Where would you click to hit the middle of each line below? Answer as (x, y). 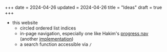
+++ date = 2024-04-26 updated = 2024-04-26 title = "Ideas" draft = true (83, 7)
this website (25, 23)
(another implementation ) (47, 39)
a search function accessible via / (56, 44)
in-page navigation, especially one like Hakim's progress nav (84, 33)
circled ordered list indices (48, 28)
